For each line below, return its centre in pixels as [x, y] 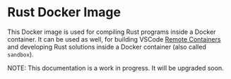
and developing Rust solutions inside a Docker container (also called [107, 47]
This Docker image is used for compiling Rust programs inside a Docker [112, 32]
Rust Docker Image [64, 12]
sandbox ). [20, 54]
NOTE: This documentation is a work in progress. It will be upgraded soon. [115, 68]
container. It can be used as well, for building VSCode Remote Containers [114, 39]
